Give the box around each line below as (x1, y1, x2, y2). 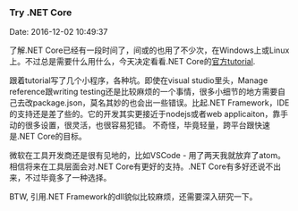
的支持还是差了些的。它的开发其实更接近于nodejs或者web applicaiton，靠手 (9, 109, 289, 120)
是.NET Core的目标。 (9, 131, 87, 142)
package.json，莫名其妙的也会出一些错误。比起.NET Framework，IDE (32, 97, 290, 108)
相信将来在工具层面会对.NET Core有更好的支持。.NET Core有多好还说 (9, 161, 266, 172)
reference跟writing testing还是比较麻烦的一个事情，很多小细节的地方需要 (9, 87, 278, 97)
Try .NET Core (9, 6, 72, 19)
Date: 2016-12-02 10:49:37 (9, 27, 108, 38)
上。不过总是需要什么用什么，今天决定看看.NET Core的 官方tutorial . (9, 56, 256, 67)
